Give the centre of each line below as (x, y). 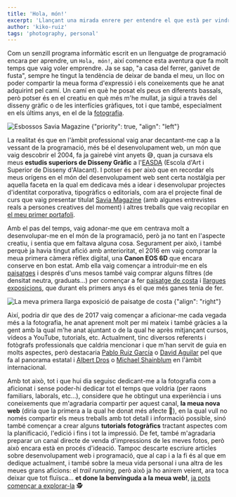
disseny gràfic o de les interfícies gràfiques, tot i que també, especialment (115, 105)
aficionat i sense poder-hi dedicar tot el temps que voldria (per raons (107, 389)
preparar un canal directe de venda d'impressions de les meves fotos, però (116, 441)
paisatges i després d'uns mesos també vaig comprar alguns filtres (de (110, 273)
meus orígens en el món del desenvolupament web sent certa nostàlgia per (117, 178)
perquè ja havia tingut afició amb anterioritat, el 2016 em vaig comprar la (112, 251)
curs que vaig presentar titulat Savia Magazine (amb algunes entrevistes (112, 200)
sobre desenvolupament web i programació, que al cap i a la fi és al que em (117, 456)
